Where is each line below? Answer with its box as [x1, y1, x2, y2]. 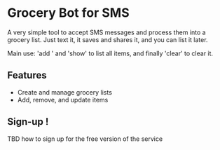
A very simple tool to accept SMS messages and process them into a [7, 28, 206, 36]
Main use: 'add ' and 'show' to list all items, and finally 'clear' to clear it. [7, 49, 214, 57]
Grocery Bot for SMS [7, 5, 130, 21]
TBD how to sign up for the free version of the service [7, 135, 163, 143]
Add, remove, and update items [17, 95, 109, 104]
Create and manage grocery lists [17, 88, 112, 96]
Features [7, 69, 47, 81]
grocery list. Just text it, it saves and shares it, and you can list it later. [7, 35, 208, 43]
